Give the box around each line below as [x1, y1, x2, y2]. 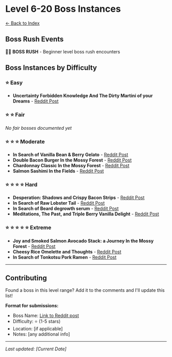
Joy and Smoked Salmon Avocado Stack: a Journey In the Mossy [12, 237, 154, 244]
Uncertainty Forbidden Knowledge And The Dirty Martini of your [12, 93, 153, 99]
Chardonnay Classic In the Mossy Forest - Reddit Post [12, 163, 130, 169]
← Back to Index [5, 20, 40, 26]
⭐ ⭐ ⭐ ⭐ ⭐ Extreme [5, 224, 52, 231]
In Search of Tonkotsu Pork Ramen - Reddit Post [12, 254, 117, 260]
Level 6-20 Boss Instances [5, 3, 121, 15]
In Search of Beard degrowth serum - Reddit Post [12, 206, 119, 212]
